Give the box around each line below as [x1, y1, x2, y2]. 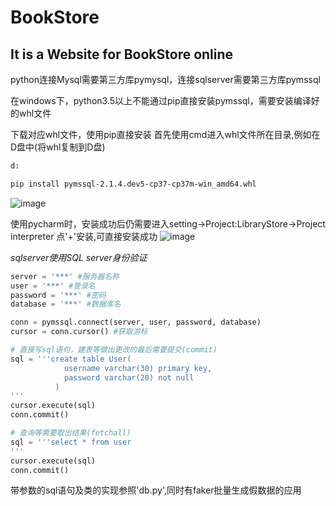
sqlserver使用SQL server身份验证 [10, 251, 148, 263]
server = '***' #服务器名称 [10, 271, 120, 281]
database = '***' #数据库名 [10, 299, 122, 310]
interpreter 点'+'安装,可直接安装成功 [10, 230, 158, 242]
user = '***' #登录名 [10, 281, 96, 291]
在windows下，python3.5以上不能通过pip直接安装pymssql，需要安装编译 [10, 95, 312, 106]
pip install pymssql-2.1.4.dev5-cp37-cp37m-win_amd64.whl [10, 179, 257, 189]
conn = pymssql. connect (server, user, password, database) [10, 317, 262, 328]
